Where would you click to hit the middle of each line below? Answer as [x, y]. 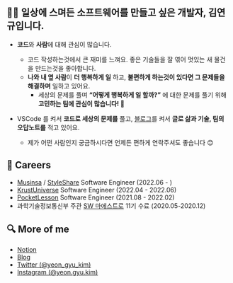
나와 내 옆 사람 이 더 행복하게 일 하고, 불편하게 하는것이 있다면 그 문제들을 [126, 77]
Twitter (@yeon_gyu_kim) [54, 265]
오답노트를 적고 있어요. [48, 127]
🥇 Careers [29, 165]
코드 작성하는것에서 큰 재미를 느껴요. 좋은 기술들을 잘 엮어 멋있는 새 [120, 59]
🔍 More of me [38, 230]
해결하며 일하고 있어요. [59, 86]
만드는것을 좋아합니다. [66, 68]
